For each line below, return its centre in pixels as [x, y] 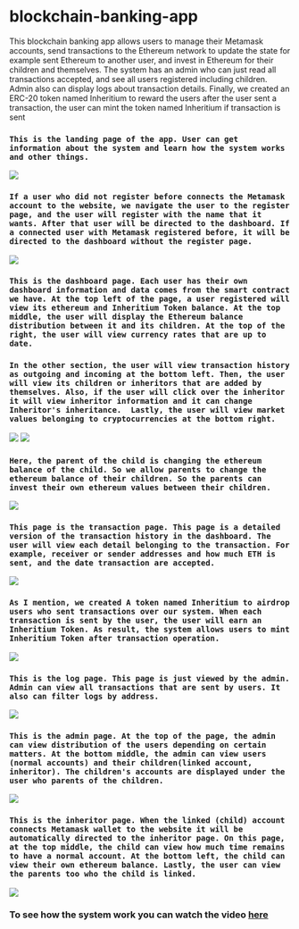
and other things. [49, 157]
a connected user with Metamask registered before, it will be [149, 233]
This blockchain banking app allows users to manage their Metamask [136, 41]
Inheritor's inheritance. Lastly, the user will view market [147, 410]
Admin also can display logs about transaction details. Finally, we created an [149, 88]
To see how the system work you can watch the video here [139, 915]
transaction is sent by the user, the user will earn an [136, 621]
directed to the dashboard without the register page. [131, 242]
